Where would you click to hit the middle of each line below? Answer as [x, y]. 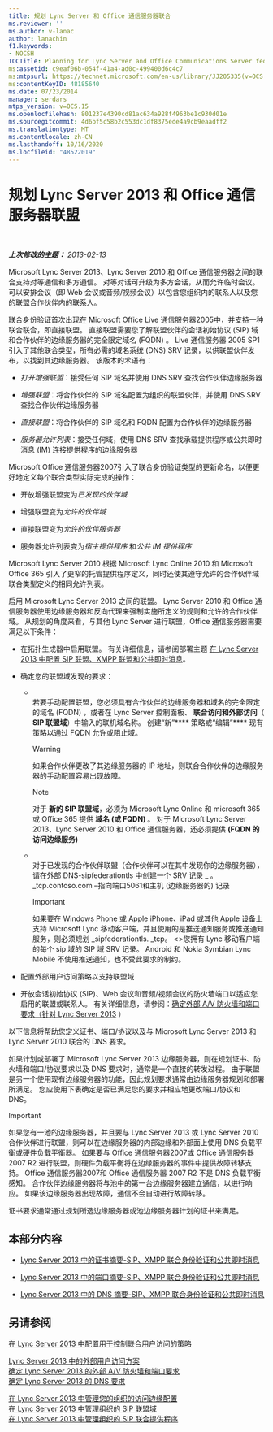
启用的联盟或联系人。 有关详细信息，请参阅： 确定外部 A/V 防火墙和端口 [140, 1004]
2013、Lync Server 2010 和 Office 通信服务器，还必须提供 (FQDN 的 [146, 829]
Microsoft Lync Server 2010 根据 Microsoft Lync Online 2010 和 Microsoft [131, 564]
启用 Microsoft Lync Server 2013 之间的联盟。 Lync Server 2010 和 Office [131, 601]
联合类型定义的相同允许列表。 [58, 584]
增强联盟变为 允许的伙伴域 [63, 512]
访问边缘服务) [55, 840]
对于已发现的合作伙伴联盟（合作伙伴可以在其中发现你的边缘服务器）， [148, 866]
